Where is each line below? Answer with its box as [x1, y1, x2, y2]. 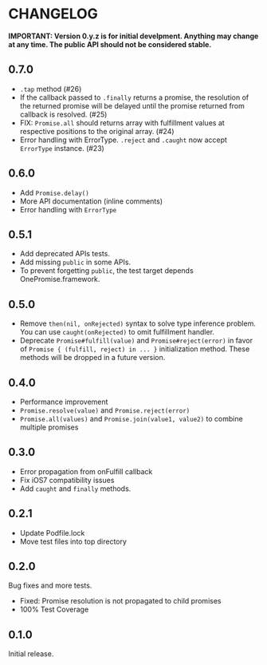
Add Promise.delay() [19, 188, 89, 197]
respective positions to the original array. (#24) [19, 126, 175, 136]
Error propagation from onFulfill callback [19, 466, 153, 476]
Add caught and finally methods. [19, 484, 132, 493]
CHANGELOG [8, 5, 98, 23]
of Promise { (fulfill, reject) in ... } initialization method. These [19, 344, 250, 354]
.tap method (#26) [19, 84, 82, 93]
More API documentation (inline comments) [19, 196, 163, 206]
